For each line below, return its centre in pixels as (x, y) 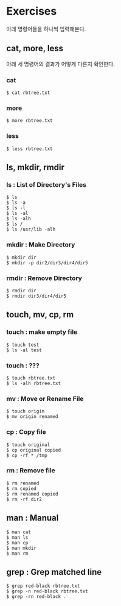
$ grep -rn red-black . (36, 597)
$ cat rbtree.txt (28, 93)
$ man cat (19, 532)
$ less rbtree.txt (29, 149)
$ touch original (28, 445)
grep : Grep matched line (54, 572)
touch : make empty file (42, 332)
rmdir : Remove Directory (44, 278)
